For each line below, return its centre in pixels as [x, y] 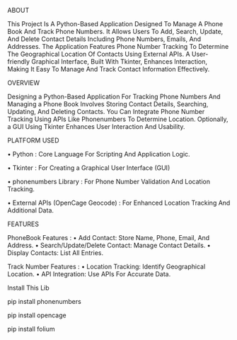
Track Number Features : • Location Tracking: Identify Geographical [106, 266]
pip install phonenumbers [44, 301]
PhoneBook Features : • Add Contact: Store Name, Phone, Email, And [109, 238]
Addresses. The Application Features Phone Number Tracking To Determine [118, 46]
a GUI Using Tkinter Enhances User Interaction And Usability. [96, 126]
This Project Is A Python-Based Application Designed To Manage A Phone [115, 24]
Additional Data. [31, 210]
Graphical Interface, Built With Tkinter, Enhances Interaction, [119, 62]
